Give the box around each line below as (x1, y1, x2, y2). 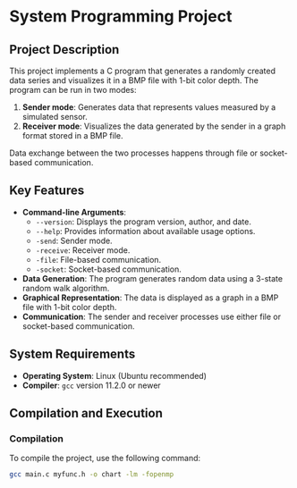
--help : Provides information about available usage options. (35, 225, 256, 236)
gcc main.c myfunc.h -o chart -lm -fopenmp (9, 470, 174, 479)
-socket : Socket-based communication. (35, 264, 182, 274)
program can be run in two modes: (9, 85, 137, 95)
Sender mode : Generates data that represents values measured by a (21, 102, 276, 113)
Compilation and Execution (9, 406, 163, 421)
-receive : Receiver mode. (35, 244, 131, 256)
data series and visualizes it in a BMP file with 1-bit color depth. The (9, 75, 259, 86)
